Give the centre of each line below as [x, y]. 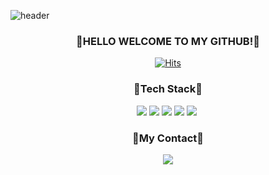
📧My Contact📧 [168, 138]
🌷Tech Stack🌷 [168, 89]
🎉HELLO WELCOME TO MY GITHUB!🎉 [168, 41]
